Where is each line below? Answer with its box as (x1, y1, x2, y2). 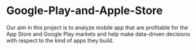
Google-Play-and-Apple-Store (6, 4, 163, 18)
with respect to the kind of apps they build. (6, 37, 114, 44)
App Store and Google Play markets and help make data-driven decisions (6, 30, 191, 37)
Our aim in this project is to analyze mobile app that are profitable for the (6, 24, 189, 31)
